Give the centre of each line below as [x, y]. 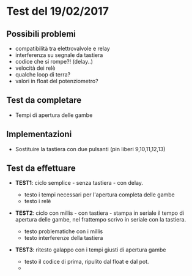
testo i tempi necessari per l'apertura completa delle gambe [100, 195]
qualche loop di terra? [43, 74]
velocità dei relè [35, 68]
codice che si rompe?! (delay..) [54, 62]
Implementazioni [39, 134]
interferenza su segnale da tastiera [59, 55]
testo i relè [38, 201]
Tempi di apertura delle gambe [54, 115]
